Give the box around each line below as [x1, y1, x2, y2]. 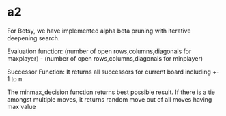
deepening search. [7, 33, 60, 42]
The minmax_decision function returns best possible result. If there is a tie [7, 88, 215, 96]
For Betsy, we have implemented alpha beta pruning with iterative [7, 27, 191, 35]
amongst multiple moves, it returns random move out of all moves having [7, 95, 212, 103]
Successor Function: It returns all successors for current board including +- [7, 68, 220, 76]
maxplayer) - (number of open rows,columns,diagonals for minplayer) [7, 54, 203, 62]
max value [7, 102, 36, 111]
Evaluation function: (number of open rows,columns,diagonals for [7, 47, 192, 55]
